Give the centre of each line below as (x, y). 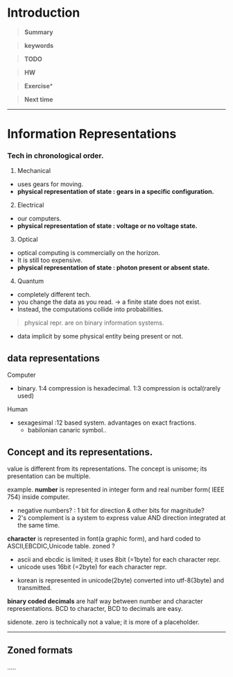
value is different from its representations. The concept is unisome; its (107, 469)
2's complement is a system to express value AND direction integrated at (121, 518)
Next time (38, 99)
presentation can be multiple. (49, 476)
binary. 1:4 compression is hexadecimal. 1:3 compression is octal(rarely (119, 389)
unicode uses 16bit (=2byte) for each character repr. (92, 567)
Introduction (44, 13)
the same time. (38, 525)
